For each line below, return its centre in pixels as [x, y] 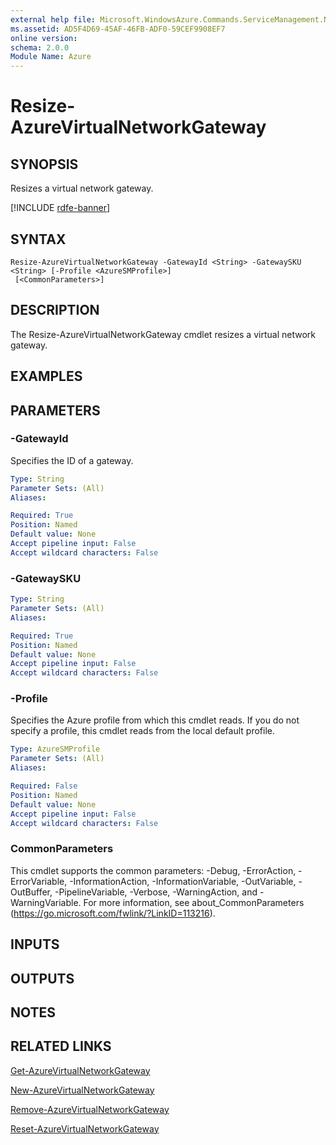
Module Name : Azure [51, 57]
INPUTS [35, 944]
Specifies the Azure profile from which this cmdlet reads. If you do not [155, 720]
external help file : [53, 19]
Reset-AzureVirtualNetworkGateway [85, 1128]
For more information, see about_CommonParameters [194, 902]
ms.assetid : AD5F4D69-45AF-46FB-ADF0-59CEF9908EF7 [118, 29]
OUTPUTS [42, 978]
